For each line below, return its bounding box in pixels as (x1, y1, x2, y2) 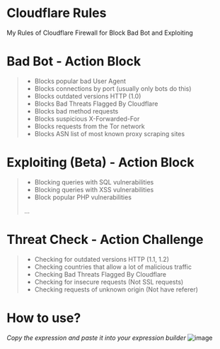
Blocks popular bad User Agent (34, 77, 127, 85)
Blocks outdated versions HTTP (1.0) (34, 92, 141, 100)
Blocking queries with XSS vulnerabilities (34, 185, 154, 194)
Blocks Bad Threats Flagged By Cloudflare (34, 99, 158, 108)
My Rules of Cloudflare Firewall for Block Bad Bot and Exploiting (6, 28, 194, 37)
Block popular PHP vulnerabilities (34, 193, 132, 201)
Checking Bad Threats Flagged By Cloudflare (34, 270, 167, 278)
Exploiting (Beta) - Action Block (6, 155, 195, 171)
